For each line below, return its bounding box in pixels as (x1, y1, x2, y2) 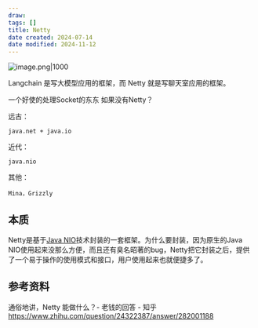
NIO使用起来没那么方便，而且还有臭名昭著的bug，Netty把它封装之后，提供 (8, 245, 250, 254)
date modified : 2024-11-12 (8, 41, 96, 49)
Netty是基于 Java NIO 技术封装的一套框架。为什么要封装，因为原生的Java (8, 235, 243, 244)
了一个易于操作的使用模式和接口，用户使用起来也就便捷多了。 (8, 254, 208, 264)
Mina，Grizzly (8, 190, 53, 198)
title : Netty (8, 26, 51, 34)
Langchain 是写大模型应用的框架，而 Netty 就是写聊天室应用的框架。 (8, 78, 231, 88)
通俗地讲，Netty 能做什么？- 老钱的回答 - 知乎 (8, 302, 157, 312)
